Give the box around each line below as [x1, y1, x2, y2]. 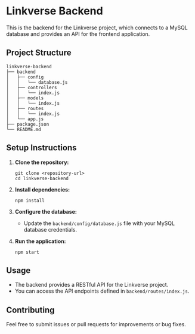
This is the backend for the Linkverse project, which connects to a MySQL [6, 24, 188, 31]
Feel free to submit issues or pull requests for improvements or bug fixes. [6, 321, 186, 328]
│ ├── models [6, 95, 44, 101]
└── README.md [6, 126, 42, 132]
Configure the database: [14, 208, 78, 215]
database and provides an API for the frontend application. [6, 30, 150, 37]
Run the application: [14, 238, 67, 245]
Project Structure [6, 48, 72, 58]
